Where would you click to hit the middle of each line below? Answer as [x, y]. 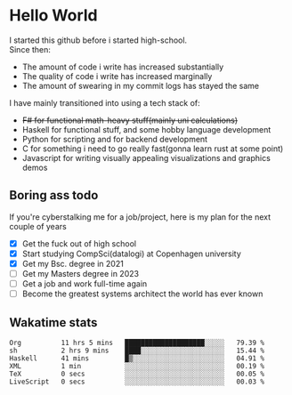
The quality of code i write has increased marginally [117, 76]
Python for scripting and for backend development [114, 139]
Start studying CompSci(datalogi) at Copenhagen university [132, 254]
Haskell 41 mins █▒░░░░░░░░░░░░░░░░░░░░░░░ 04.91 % [137, 358]
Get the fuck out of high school [79, 243]
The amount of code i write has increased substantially [123, 67]
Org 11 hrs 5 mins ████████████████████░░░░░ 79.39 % [137, 343]
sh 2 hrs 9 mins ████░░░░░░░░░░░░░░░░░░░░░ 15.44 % [137, 351]
